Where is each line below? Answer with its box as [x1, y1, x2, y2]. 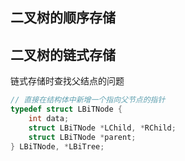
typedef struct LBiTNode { [10, 104, 123, 115]
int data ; [28, 113, 70, 123]
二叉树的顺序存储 [10, 9, 116, 27]
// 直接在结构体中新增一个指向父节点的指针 [10, 95, 166, 105]
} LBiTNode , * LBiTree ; [10, 141, 105, 152]
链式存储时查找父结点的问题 [10, 75, 125, 87]
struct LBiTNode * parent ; [28, 132, 137, 142]
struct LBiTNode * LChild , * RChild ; [28, 123, 177, 133]
